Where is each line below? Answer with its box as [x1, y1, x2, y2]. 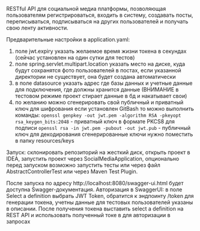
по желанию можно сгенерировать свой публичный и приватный [14, 99, 184, 106]
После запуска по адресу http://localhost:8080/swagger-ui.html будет [6, 180, 184, 186]
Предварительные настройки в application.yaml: [6, 36, 130, 43]
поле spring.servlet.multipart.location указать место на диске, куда [14, 60, 186, 67]
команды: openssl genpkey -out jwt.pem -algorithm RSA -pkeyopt [14, 111, 181, 119]
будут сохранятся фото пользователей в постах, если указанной [14, 67, 181, 74]
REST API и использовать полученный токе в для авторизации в [6, 212, 171, 218]
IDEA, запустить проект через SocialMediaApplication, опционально [6, 155, 180, 162]
